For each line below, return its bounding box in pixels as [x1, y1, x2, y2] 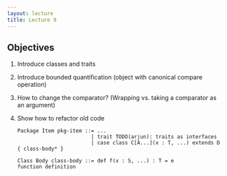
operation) [16, 80, 47, 89]
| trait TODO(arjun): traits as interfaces [91, 134, 217, 140]
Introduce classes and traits [16, 60, 96, 68]
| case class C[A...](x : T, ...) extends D [91, 140, 221, 147]
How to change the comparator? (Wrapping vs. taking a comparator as [16, 94, 217, 102]
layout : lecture [7, 10, 53, 17]
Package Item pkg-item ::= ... [16, 127, 107, 134]
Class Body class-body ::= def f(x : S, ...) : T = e [16, 158, 174, 164]
